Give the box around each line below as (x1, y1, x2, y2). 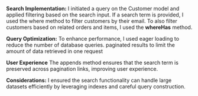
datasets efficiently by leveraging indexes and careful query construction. (6, 83, 186, 90)
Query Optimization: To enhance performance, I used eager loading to (6, 35, 179, 42)
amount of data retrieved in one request (6, 48, 103, 55)
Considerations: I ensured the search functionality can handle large (6, 77, 172, 84)
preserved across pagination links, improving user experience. (6, 65, 158, 72)
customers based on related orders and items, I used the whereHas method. (6, 24, 193, 31)
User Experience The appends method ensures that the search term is (6, 59, 179, 66)
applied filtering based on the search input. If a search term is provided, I (6, 11, 184, 18)
